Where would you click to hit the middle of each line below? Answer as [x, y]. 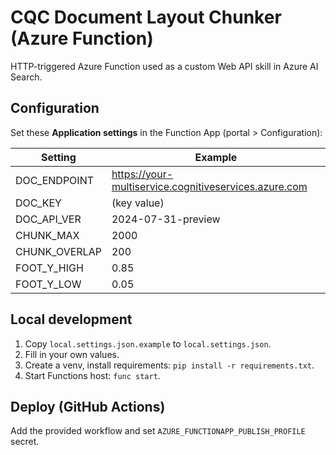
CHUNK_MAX [47, 235]
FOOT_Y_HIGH [49, 268]
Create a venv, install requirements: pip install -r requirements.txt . [169, 365]
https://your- [142, 174]
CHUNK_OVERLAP [58, 251]
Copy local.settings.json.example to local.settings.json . [148, 343]
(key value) [138, 203]
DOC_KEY [38, 203]
